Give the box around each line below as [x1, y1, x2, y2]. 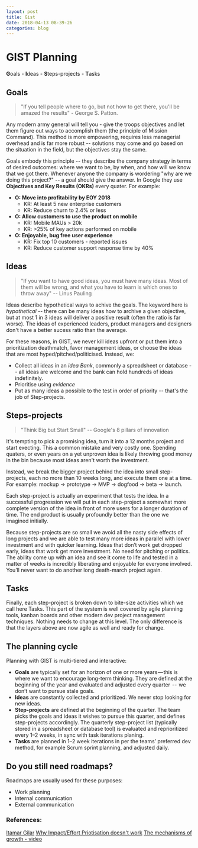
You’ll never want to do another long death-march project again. [6, 566, 163, 573]
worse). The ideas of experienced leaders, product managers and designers [6, 320, 192, 327]
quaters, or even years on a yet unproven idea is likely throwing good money [6, 450, 193, 457]
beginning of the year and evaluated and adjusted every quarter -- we [14, 681, 186, 688]
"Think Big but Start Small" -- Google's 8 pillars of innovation [20, 426, 170, 433]
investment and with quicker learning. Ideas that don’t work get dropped [6, 541, 182, 548]
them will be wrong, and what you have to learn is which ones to [20, 283, 177, 291]
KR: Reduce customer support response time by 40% [23, 244, 154, 252]
